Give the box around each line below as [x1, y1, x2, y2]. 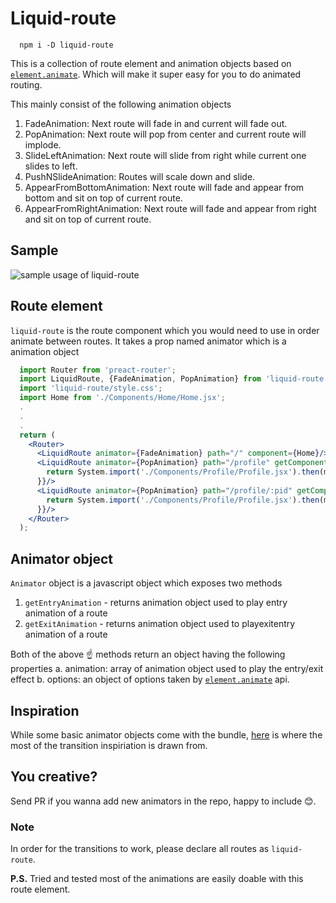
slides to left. [24, 160, 78, 172]
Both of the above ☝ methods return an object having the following [10, 648, 286, 661]
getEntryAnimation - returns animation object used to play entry [24, 597, 288, 609]
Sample [10, 242, 59, 259]
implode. [24, 138, 62, 151]
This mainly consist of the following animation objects [10, 98, 232, 110]
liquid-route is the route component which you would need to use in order [10, 324, 320, 336]
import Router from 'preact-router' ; [19, 365, 177, 375]
